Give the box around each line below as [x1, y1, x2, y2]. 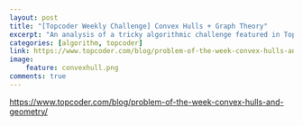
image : [9, 55, 34, 64]
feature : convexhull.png [25, 64, 119, 73]
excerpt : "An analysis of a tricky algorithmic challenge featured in [9, 30, 280, 39]
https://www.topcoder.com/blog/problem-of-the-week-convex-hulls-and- [9, 96, 284, 107]
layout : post [9, 13, 59, 22]
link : [9, 47, 30, 56]
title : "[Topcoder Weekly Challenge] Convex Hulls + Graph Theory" [9, 22, 269, 31]
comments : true [9, 72, 67, 81]
